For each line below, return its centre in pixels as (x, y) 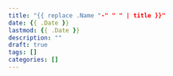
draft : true (28, 45)
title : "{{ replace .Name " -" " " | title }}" (87, 15)
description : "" (35, 38)
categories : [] (33, 60)
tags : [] (23, 52)
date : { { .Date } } (39, 23)
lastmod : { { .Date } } (44, 30)
